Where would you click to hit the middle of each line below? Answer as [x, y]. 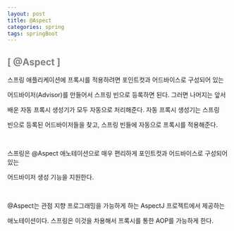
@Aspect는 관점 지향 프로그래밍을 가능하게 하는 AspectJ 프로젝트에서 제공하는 [116, 206]
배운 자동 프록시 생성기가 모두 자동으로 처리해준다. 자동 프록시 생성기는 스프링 [113, 110]
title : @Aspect [30, 20]
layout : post [26, 14]
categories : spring [36, 27]
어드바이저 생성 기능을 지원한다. [51, 177]
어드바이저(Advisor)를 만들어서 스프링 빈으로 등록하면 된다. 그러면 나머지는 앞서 [117, 95]
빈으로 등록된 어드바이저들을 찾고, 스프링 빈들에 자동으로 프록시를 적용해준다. [113, 125]
